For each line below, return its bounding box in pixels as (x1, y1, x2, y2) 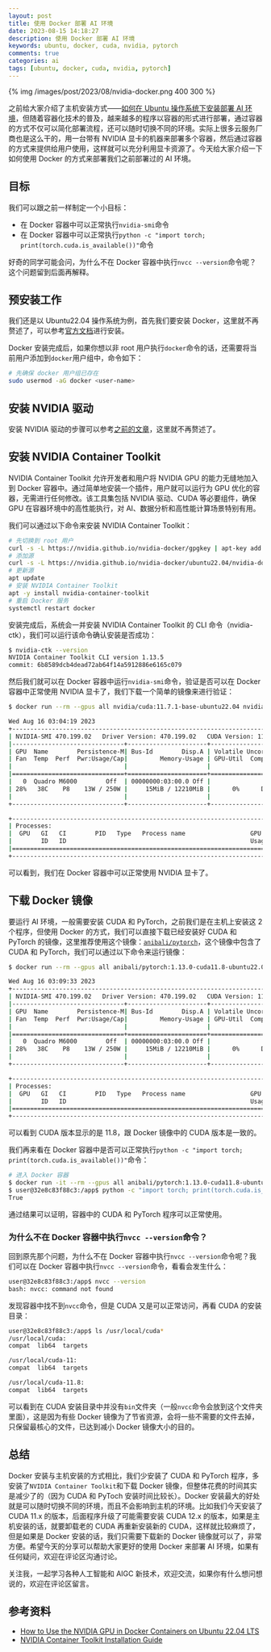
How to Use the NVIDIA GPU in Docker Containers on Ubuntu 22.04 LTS (19, 1626, 260, 1636)
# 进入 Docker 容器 (8, 1172, 69, 1180)
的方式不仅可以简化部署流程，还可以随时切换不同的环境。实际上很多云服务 (8, 123, 256, 133)
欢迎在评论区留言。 (29, 1579, 94, 1588)
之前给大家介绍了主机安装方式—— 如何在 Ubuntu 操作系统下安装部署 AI (8, 103, 244, 113)
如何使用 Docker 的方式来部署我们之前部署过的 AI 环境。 (8, 153, 196, 163)
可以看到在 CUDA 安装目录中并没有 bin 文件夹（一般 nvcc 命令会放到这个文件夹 (8, 1402, 263, 1411)
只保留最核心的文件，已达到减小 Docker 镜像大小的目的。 (8, 1422, 199, 1432)
